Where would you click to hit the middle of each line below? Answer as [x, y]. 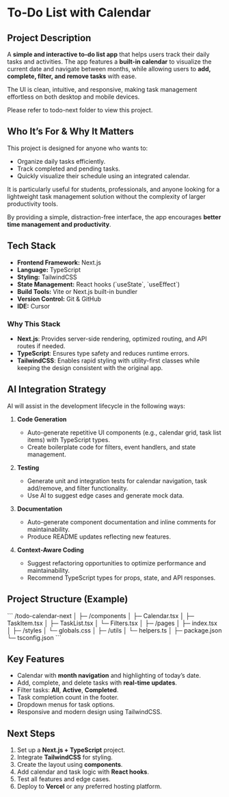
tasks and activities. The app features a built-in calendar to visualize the [109, 62]
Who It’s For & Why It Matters [71, 132]
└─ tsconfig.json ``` [34, 637]
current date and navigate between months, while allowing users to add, [109, 69]
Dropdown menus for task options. [66, 704]
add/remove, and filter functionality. [78, 488]
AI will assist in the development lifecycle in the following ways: [96, 406]
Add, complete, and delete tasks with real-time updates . [97, 683]
